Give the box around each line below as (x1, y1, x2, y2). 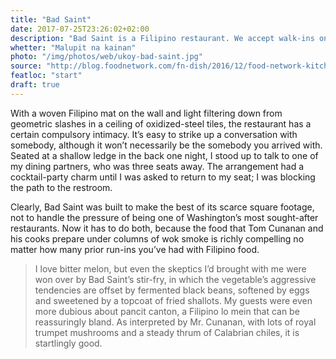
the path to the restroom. (10, 181, 113, 193)
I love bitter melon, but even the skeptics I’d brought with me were (34, 262, 307, 275)
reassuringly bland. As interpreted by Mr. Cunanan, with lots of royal (34, 316, 317, 328)
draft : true (10, 80, 60, 90)
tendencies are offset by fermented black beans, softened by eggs (34, 284, 310, 296)
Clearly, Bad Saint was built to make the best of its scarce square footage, (10, 201, 315, 213)
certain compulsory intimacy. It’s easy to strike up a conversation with (10, 128, 298, 140)
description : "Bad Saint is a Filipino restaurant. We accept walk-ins (10, 33, 315, 43)
